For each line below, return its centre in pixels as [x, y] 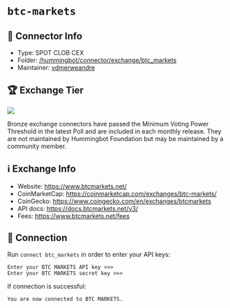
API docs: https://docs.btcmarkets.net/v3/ [77, 208]
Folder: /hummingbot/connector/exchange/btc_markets [97, 60]
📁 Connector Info [45, 36]
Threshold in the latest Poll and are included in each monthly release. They [114, 131]
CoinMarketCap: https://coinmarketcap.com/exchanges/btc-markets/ [117, 193]
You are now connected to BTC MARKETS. [65, 299]
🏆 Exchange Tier [45, 90]
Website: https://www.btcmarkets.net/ [72, 186]
